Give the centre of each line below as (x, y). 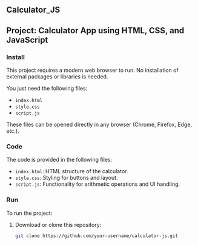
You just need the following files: (47, 88)
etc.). (13, 131)
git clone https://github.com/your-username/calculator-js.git (97, 236)
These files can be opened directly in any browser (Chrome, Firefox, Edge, (99, 125)
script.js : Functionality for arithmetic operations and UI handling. (97, 184)
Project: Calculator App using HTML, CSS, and (95, 30)
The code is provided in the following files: (59, 160)
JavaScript (27, 40)
